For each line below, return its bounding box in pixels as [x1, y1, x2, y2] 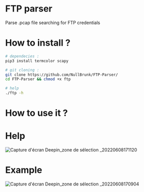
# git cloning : [5, 67, 39, 73]
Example [5, 164, 42, 176]
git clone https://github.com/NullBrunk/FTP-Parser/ [5, 72, 118, 77]
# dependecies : [5, 54, 39, 59]
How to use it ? [5, 107, 68, 119]
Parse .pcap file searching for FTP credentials [5, 20, 101, 26]
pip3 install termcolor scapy [5, 58, 69, 63]
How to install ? [5, 37, 70, 49]
